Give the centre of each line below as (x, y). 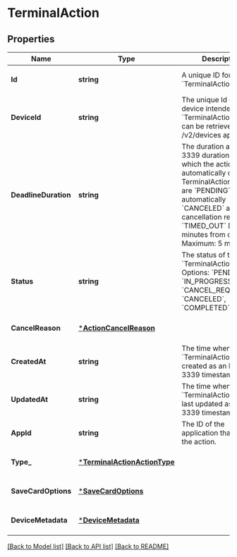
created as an (204, 366)
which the (198, 164)
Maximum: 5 (202, 243)
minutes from (203, 234)
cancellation (202, 217)
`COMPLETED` (206, 308)
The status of (203, 255)
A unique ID (201, 75)
